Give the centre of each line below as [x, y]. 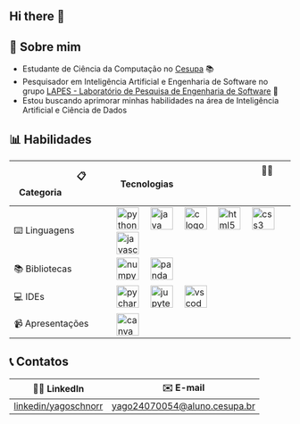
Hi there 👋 [37, 17]
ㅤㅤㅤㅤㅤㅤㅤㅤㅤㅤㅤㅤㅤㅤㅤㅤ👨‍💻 [201, 170]
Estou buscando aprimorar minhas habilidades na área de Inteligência [150, 101]
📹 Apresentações [51, 323]
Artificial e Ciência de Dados [75, 110]
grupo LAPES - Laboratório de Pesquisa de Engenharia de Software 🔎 [150, 91]
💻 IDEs [29, 296]
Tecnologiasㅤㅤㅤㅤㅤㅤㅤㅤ [179, 184]
